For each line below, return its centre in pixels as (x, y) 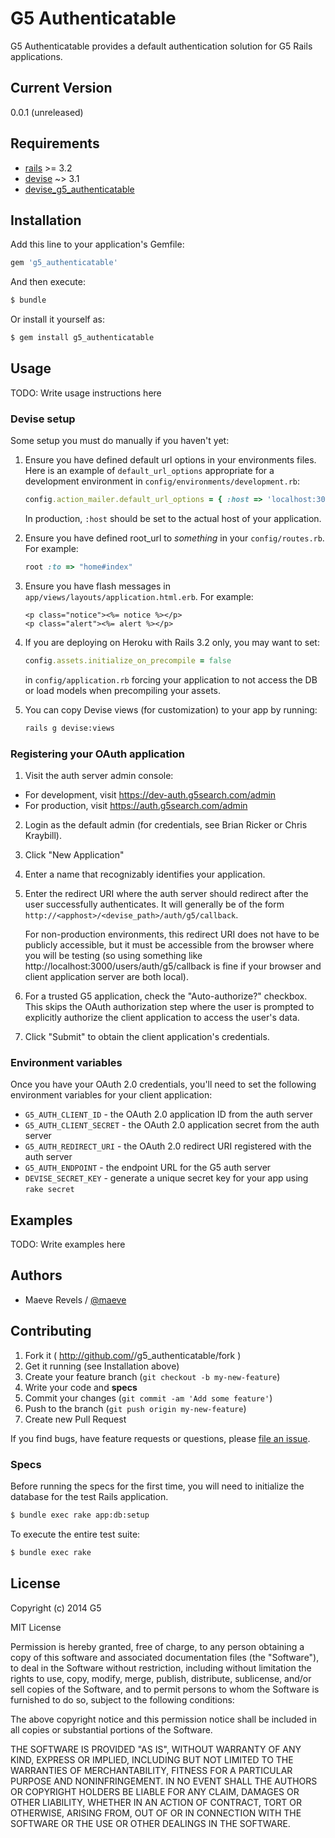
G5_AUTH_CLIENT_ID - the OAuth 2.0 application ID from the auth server (168, 1114)
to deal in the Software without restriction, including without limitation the (161, 1668)
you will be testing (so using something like (113, 955)
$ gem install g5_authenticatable (82, 338)
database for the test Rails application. (89, 1496)
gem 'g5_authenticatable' (64, 263)
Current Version (61, 88)
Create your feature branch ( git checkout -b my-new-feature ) (152, 1376)
